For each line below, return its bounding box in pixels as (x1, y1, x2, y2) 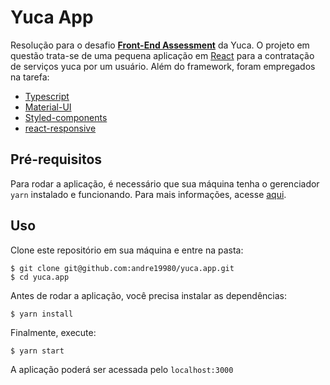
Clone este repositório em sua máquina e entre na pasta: (10, 244, 244, 256)
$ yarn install (10, 309, 74, 319)
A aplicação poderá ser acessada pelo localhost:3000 (10, 363, 234, 375)
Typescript (24, 90, 70, 102)
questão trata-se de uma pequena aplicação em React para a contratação (10, 49, 315, 61)
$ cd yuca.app (10, 272, 70, 282)
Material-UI (24, 101, 72, 113)
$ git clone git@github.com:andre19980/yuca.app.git (10, 263, 235, 273)
